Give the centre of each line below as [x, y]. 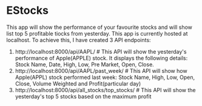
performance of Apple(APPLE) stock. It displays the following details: [101, 58]
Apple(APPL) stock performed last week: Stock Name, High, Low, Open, [105, 77]
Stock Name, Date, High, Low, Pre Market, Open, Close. [85, 64]
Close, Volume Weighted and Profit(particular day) [78, 83]
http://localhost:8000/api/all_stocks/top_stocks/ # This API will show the [105, 90]
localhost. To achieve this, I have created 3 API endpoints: [79, 40]
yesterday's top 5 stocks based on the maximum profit [83, 96]
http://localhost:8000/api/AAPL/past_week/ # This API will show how [101, 70]
